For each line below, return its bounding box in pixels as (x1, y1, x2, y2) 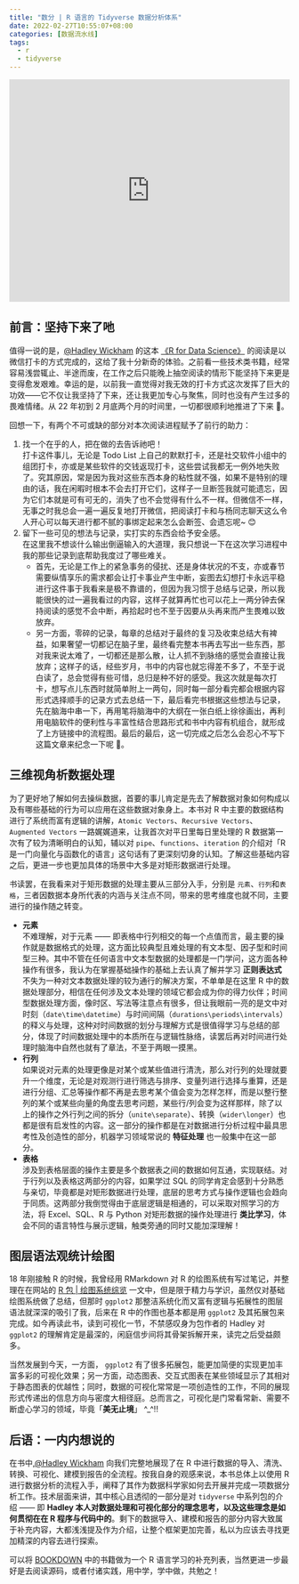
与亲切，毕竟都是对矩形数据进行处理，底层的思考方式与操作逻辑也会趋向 (21, 1186, 287, 1197)
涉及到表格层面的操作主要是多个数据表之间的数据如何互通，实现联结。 (21, 1164, 280, 1175)
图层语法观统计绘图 (9, 1249, 115, 1264)
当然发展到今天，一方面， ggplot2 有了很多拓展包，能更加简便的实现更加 (9, 1359, 276, 1370)
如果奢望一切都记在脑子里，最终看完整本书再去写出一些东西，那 (51, 638, 286, 650)
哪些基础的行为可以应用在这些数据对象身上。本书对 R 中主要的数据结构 (24, 804, 284, 814)
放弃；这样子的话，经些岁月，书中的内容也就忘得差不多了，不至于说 (35, 660, 286, 672)
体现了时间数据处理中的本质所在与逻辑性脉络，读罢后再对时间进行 (37, 1030, 280, 1041)
